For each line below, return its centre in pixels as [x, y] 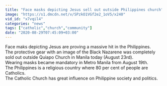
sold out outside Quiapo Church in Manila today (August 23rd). [69, 57]
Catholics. [15, 73]
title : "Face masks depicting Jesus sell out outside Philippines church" [84, 10]
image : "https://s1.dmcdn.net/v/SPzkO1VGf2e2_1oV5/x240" [65, 14]
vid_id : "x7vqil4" [24, 19]
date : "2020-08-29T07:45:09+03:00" [42, 33]
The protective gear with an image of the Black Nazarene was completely [80, 52]
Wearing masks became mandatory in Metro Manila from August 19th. [77, 63]
